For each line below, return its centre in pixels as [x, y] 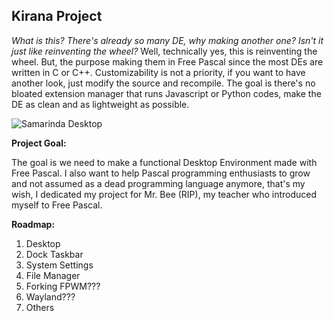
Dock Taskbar [54, 254]
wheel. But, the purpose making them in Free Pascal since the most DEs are [167, 61]
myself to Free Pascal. [57, 205]
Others [40, 307]
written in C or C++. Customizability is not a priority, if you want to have [158, 72]
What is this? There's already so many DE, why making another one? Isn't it [167, 40]
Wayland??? [50, 296]
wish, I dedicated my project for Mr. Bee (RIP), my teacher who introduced [164, 194]
